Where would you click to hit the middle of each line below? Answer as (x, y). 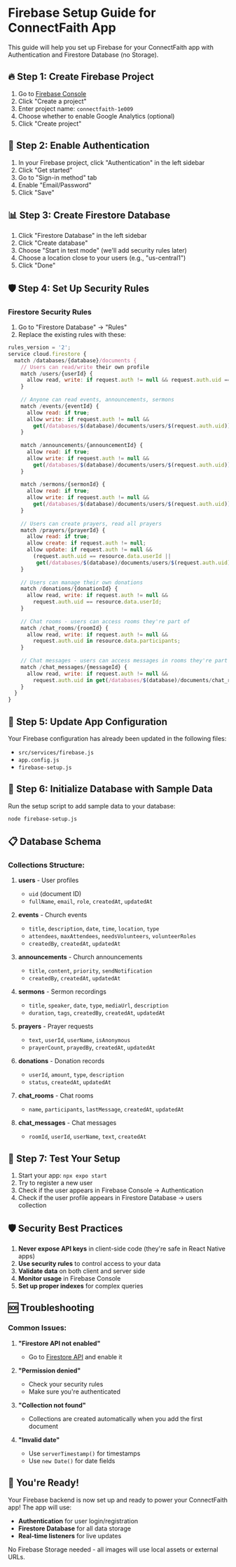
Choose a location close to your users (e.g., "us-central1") (102, 258)
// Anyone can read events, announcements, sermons (97, 400)
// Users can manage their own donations (82, 582)
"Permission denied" (49, 1371)
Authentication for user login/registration (78, 1521)
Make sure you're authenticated (75, 1392)
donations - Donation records (61, 1061)
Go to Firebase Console (52, 93)
